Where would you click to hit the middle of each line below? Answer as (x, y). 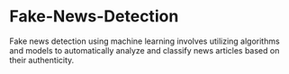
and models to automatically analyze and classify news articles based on (144, 50)
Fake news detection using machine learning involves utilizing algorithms (145, 41)
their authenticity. (42, 60)
